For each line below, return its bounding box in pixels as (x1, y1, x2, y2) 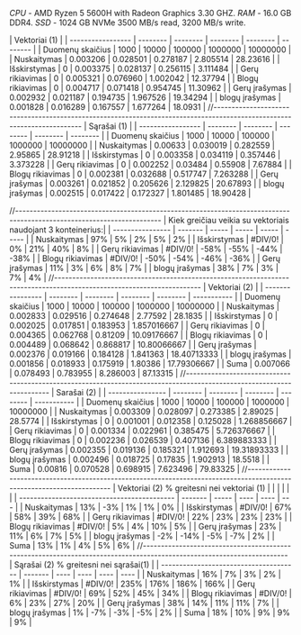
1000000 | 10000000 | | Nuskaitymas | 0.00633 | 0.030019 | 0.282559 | (9, 140, 276, 150)
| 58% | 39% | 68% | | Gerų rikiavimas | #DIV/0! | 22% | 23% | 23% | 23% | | (9, 512, 293, 522)
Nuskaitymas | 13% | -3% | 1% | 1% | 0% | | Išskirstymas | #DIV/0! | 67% (24, 502, 292, 513)
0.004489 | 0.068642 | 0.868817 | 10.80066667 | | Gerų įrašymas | (9, 340, 257, 349)
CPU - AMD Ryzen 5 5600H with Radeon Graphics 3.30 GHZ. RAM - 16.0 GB (9, 8, 292, 18)
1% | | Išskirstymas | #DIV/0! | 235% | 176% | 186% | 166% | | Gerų (9, 578, 256, 589)
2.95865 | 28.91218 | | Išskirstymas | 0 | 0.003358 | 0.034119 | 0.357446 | (9, 150, 281, 160)
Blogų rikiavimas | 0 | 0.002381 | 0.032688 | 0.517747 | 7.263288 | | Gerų (9, 168, 279, 179)
